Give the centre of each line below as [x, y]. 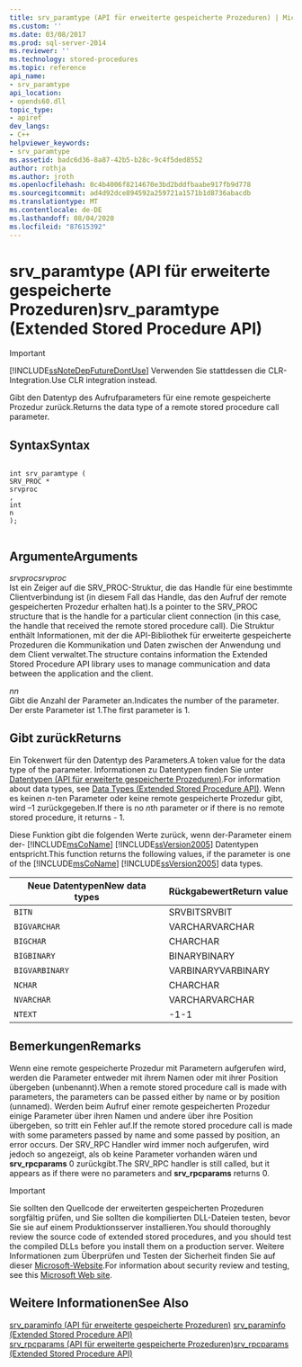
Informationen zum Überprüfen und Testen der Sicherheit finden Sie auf [142, 1255]
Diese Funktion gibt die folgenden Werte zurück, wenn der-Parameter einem [151, 835]
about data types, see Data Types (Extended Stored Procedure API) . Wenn [147, 789]
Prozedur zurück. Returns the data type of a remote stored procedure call [144, 407]
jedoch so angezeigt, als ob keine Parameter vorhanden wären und [133, 1154]
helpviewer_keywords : [50, 143]
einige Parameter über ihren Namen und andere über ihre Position [131, 1115]
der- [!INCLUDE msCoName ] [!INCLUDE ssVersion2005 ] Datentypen [134, 844]
